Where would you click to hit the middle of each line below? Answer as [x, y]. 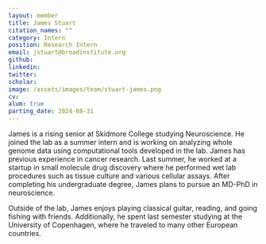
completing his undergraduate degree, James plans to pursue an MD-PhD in [133, 184]
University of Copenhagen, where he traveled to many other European [123, 225]
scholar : [23, 82]
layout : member [33, 15]
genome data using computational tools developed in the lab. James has [127, 151]
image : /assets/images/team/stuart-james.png [85, 89]
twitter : [23, 74]
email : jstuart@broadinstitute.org [67, 52]
